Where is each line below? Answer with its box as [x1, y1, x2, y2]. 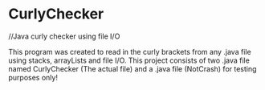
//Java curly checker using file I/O [8, 31, 120, 41]
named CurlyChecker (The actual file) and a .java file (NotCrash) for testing [8, 63, 257, 73]
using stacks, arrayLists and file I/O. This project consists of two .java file [8, 55, 251, 65]
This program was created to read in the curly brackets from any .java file [8, 47, 251, 56]
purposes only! [8, 72, 59, 82]
